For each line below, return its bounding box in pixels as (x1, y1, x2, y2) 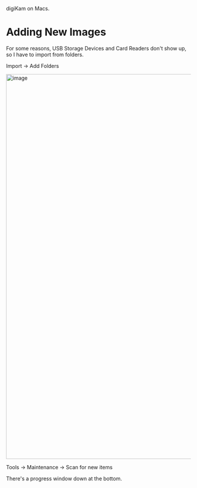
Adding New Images (6, 26, 107, 39)
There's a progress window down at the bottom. (6, 475, 122, 482)
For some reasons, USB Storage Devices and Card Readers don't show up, (6, 45, 186, 52)
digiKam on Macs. (6, 5, 50, 12)
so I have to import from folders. (6, 51, 84, 58)
